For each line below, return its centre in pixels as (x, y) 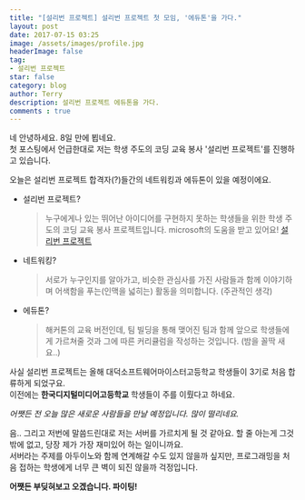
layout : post (34, 26)
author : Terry (36, 94)
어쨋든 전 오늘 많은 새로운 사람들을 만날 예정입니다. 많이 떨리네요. (124, 414)
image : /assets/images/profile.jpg (77, 43)
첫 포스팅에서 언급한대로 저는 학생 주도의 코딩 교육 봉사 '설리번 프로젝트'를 (140, 149)
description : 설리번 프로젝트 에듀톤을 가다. (84, 102)
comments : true (40, 111)
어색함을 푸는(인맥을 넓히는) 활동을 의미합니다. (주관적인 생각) (164, 291)
